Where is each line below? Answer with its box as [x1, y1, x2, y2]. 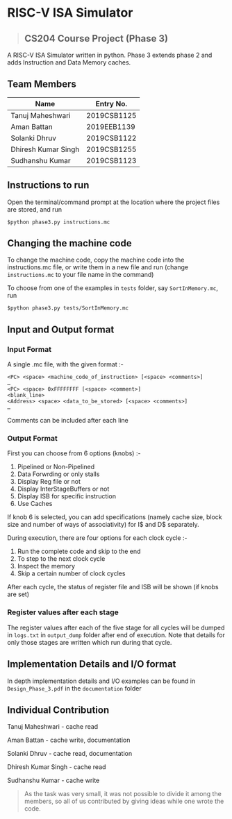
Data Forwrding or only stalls [17, 470, 100, 478]
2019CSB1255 [86, 144, 137, 154]
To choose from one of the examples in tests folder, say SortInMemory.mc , [7, 284, 219, 292]
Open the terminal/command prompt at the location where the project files [7, 198, 220, 206]
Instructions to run [7, 179, 90, 192]
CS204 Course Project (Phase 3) [24, 33, 169, 44]
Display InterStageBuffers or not [17, 484, 110, 493]
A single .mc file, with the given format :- [7, 360, 124, 369]
